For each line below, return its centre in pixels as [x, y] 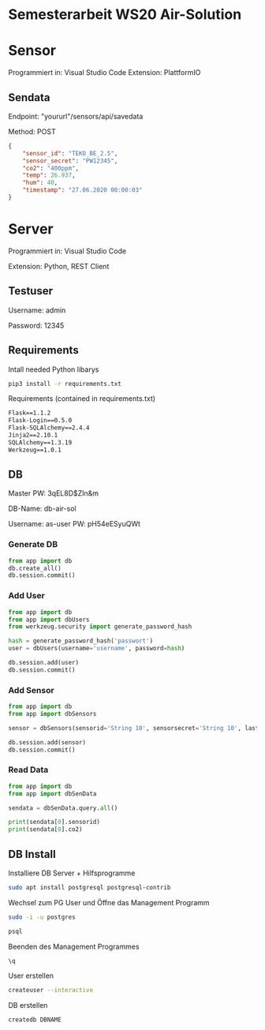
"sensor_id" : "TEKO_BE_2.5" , [70, 153]
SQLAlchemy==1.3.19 [40, 442]
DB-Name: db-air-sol [42, 509]
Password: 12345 [36, 325]
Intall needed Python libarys [54, 369]
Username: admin [37, 310]
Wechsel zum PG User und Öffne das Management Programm [109, 902]
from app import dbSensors [52, 714]
